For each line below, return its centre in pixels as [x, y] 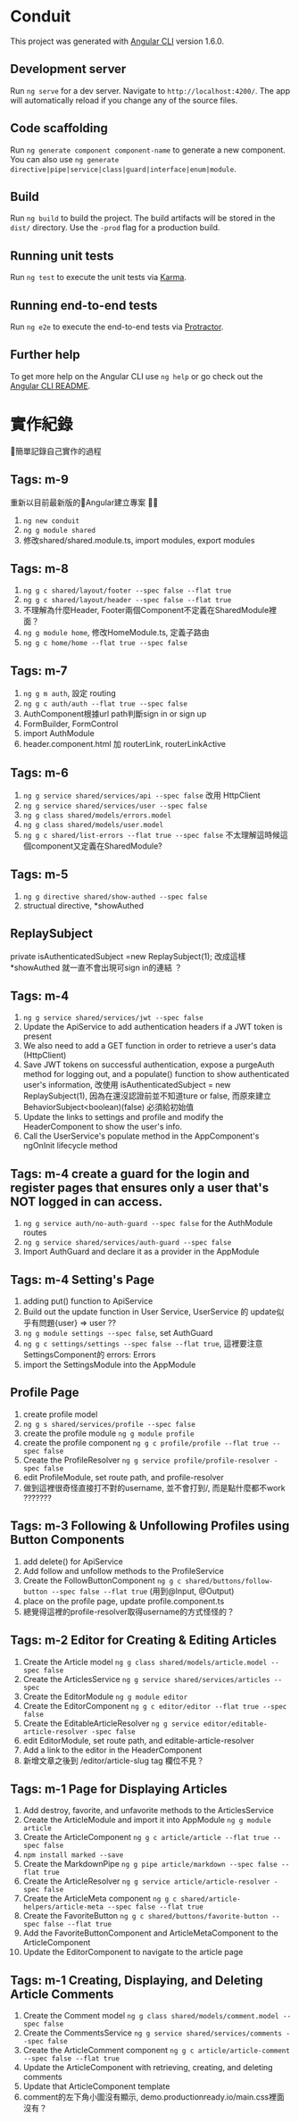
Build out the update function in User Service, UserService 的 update [149, 1312]
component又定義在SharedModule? [97, 846]
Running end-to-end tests [84, 305]
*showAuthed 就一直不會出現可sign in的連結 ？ [96, 967]
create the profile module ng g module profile [108, 1433]
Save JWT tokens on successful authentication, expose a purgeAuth [149, 1065]
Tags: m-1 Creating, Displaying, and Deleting [137, 1980]
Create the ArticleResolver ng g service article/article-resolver [146, 1881]
